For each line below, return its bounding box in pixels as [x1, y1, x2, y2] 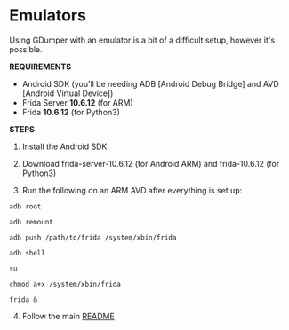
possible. [9, 43, 43, 54]
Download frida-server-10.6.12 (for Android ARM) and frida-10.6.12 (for [21, 158, 280, 169]
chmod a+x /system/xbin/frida [9, 279, 122, 288]
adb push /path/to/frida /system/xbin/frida [9, 232, 177, 242]
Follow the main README [21, 310, 116, 321]
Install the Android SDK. [21, 141, 109, 152]
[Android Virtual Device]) [21, 88, 114, 98]
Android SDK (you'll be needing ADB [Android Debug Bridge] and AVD [21, 78, 280, 89]
